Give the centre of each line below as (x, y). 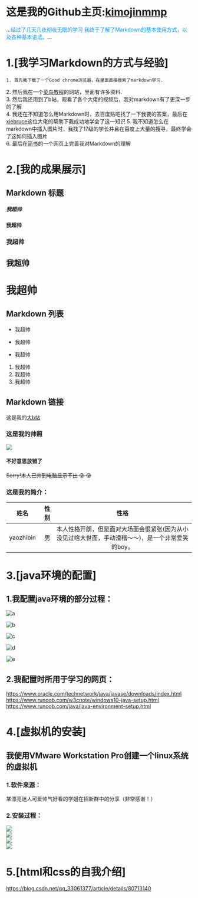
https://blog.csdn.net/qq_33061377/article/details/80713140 (79, 889)
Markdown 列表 (35, 314)
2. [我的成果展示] (46, 170)
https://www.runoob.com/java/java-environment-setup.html (79, 706)
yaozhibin (23, 538)
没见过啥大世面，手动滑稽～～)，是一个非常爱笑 (122, 538)
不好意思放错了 (24, 461)
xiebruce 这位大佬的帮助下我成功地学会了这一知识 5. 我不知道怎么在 (88, 121)
